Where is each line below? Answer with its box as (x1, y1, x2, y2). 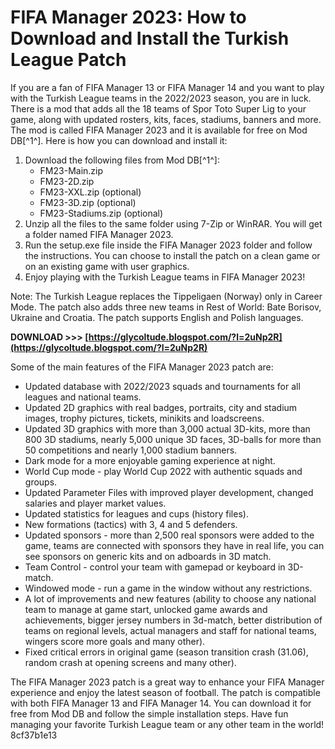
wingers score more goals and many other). (24, 635, 206, 647)
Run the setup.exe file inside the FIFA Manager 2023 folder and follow (24, 239, 313, 251)
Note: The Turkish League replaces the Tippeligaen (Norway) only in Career (10, 290, 323, 302)
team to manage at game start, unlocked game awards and (24, 603, 268, 615)
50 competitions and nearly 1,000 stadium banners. (24, 444, 238, 456)
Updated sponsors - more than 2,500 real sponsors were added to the (24, 529, 315, 541)
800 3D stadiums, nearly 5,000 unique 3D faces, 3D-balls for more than (24, 433, 322, 445)
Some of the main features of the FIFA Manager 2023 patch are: (10, 361, 274, 373)
